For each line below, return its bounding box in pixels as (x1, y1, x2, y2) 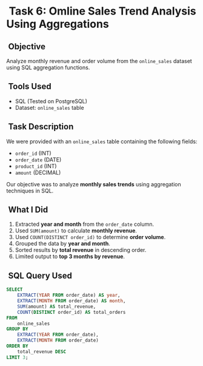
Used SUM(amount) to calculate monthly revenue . (15, 227, 138, 234)
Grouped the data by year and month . (15, 240, 110, 247)
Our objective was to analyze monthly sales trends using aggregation (6, 180, 181, 188)
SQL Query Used (8, 270, 73, 280)
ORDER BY (6, 343, 28, 349)
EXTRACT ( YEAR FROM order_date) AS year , (17, 293, 121, 299)
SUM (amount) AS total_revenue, (17, 303, 96, 310)
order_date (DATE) (15, 156, 62, 163)
